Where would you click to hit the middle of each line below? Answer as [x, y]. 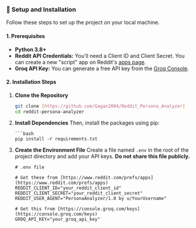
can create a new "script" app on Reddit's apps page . [80, 62]
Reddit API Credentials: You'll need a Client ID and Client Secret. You [100, 55]
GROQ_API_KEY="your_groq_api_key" [57, 220]
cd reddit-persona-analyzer [49, 112]
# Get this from [35, 209]
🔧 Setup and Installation [41, 10]
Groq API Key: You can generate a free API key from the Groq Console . [102, 68]
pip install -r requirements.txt [56, 139]
